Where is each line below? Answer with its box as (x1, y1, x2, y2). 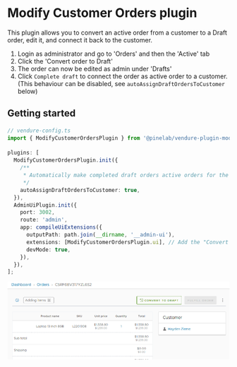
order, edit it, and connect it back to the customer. (7, 35, 153, 44)
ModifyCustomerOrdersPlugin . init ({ (13, 157, 119, 164)
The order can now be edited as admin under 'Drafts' (17, 64, 172, 73)
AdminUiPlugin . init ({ (13, 201, 78, 209)
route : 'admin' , (20, 217, 68, 224)
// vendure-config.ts (7, 127, 71, 134)
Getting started (7, 107, 76, 119)
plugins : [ (7, 150, 39, 157)
